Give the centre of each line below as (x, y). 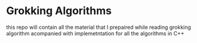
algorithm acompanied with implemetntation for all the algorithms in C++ (96, 33)
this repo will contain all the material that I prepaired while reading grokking (98, 27)
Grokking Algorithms (59, 11)
